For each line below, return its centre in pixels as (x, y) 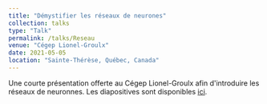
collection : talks (39, 23)
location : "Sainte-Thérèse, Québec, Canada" (84, 61)
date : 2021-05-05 (37, 53)
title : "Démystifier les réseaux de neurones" (87, 16)
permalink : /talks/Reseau (51, 38)
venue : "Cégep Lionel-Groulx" (59, 46)
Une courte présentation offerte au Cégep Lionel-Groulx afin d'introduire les (134, 83)
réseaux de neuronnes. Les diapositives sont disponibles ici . (108, 91)
